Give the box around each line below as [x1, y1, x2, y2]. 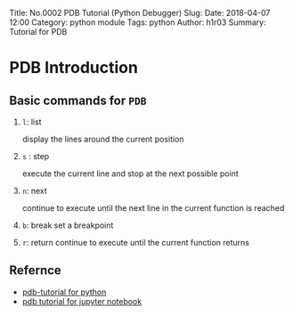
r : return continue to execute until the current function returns [21, 238, 249, 247]
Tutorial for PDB [9, 27, 68, 36]
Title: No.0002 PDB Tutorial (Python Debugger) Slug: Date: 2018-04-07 [9, 8, 271, 18]
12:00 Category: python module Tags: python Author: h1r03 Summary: [9, 17, 266, 28]
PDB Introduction [9, 58, 138, 78]
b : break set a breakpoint [21, 220, 114, 230]
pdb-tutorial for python [21, 287, 107, 297]
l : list [21, 117, 42, 127]
